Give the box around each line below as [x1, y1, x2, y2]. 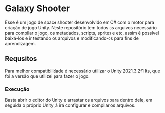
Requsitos [5, 55, 37, 63]
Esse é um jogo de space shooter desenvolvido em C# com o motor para [5, 19, 155, 25]
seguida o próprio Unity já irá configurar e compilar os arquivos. [5, 102, 136, 108]
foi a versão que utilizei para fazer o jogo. [5, 73, 90, 79]
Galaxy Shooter [5, 3, 70, 14]
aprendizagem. [5, 40, 36, 46]
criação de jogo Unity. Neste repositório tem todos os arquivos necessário [5, 24, 157, 30]
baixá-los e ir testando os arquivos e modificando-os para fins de [5, 35, 139, 41]
